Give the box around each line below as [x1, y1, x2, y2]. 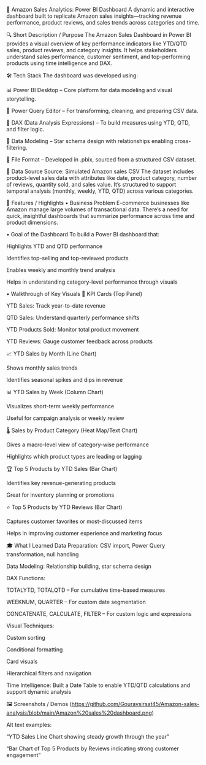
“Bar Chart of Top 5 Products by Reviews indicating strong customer [6, 745, 179, 752]
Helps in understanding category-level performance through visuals [6, 278, 178, 285]
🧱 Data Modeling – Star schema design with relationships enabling [6, 138, 174, 144]
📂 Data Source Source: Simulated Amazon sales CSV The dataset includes [6, 168, 194, 175]
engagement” [6, 751, 41, 758]
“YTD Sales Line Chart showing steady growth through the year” [6, 733, 170, 740]
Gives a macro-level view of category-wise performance [6, 441, 149, 448]
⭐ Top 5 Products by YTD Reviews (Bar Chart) [6, 503, 123, 511]
